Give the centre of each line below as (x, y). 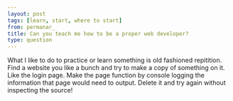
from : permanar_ (31, 27)
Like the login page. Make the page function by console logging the (106, 76)
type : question (30, 40)
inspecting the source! (40, 90)
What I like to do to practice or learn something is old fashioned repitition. (115, 60)
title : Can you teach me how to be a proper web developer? (98, 34)
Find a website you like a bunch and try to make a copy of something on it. (116, 68)
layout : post (27, 14)
